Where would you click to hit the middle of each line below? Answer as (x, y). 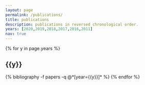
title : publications (27, 19)
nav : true (16, 34)
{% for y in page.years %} (33, 48)
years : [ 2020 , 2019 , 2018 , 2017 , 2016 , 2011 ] (49, 29)
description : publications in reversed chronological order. (72, 24)
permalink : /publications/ (34, 15)
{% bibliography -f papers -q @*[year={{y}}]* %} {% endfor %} (73, 77)
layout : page (19, 10)
